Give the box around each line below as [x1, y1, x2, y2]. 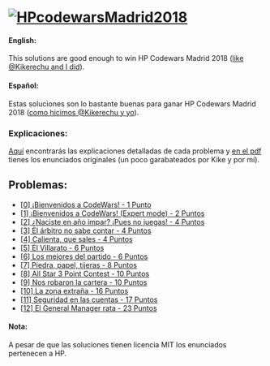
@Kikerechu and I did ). [8, 62, 85, 72]
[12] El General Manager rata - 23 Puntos [19, 303, 157, 312]
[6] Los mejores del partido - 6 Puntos [19, 252, 148, 261]
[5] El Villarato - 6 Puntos [19, 243, 105, 252]
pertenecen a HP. [8, 348, 67, 358]
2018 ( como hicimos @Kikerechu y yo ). [8, 107, 139, 117]
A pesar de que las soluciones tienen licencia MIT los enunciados [8, 339, 227, 349]
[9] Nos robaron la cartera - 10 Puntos [19, 277, 148, 287]
